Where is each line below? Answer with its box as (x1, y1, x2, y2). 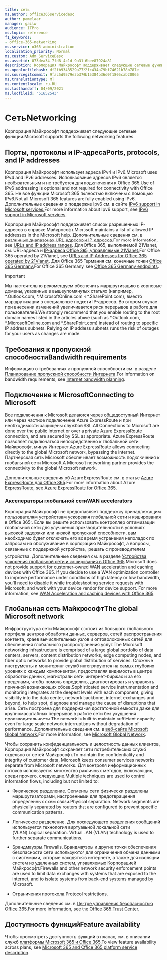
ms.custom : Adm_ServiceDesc (5, 53, 64, 59)
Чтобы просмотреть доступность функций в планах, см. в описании (5, 933, 151, 939)
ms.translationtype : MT (5, 77, 55, 82)
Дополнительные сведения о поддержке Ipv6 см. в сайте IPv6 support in (5, 201, 160, 207)
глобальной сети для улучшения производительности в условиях (5, 525, 145, 531)
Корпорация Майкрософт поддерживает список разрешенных (5, 221, 138, 227)
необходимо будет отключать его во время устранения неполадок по (5, 535, 155, 541)
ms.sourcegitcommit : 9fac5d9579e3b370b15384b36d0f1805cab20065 (5, 72, 139, 77)
